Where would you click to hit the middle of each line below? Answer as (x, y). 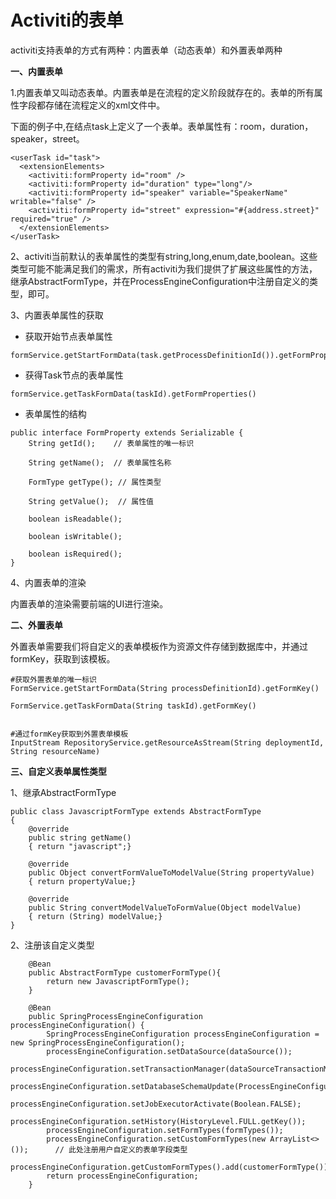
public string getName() (80, 837)
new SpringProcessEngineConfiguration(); (98, 1042)
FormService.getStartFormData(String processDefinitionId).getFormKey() (165, 688)
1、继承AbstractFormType (63, 792)
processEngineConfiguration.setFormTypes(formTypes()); (165, 1130)
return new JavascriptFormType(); (118, 981)
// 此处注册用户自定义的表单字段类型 (121, 1149)
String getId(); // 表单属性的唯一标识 (111, 443)
